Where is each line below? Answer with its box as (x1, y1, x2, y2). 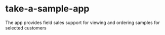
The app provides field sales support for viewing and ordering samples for (5, 19, 160, 25)
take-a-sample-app (5, 3, 90, 14)
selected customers (5, 24, 47, 30)
